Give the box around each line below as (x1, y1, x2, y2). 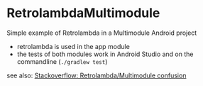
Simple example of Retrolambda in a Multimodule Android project (6, 28, 197, 37)
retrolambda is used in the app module (16, 42, 131, 50)
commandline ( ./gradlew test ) (16, 57, 108, 65)
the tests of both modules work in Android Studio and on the (16, 50, 194, 58)
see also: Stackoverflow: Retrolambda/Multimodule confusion (6, 71, 187, 80)
